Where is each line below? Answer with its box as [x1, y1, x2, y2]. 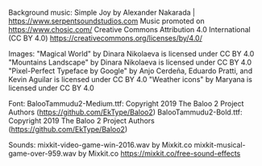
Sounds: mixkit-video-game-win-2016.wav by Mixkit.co [8, 140, 193, 149]
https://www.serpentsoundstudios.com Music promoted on [8, 16, 206, 26]
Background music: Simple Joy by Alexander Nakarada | [8, 8, 196, 17]
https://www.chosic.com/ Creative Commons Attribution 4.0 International [8, 25, 252, 34]
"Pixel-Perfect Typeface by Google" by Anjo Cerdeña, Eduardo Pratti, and [8, 66, 252, 76]
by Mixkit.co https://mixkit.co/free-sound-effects [77, 149, 241, 158]
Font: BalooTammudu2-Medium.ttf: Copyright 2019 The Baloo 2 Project [8, 99, 244, 108]
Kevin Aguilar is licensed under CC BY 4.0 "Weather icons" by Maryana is [8, 75, 252, 84]
